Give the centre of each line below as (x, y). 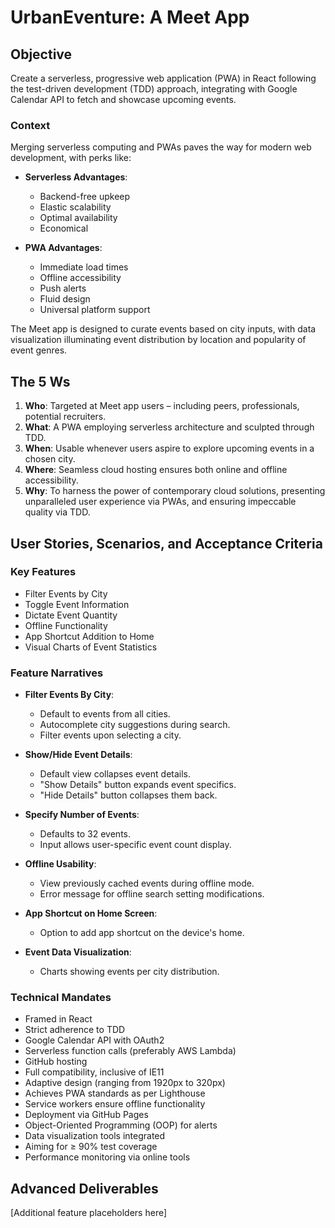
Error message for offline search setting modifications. (152, 894)
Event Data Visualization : (78, 952)
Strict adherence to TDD (75, 1030)
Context (30, 125)
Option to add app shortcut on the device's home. (142, 933)
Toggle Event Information (77, 604)
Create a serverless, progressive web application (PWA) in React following (163, 78)
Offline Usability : (60, 864)
